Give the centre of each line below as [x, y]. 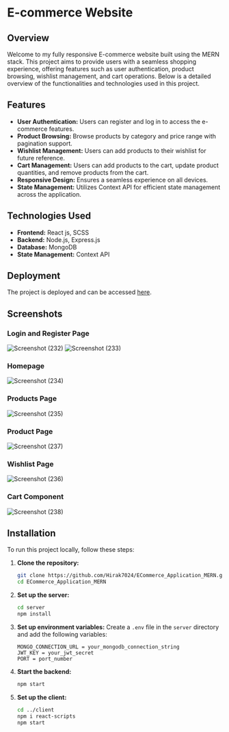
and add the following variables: [62, 634]
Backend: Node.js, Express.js [58, 240]
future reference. [41, 158]
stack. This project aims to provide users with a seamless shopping [102, 62]
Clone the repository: [48, 563]
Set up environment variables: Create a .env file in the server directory [118, 627]
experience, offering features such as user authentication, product [101, 69]
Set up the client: [42, 697]
